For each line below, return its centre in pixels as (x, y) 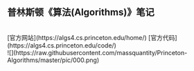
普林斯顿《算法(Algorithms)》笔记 (81, 12)
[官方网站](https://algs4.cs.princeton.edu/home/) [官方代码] (92, 37)
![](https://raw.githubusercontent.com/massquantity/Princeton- (97, 52)
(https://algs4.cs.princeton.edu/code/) (62, 45)
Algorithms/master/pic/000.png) (53, 60)
